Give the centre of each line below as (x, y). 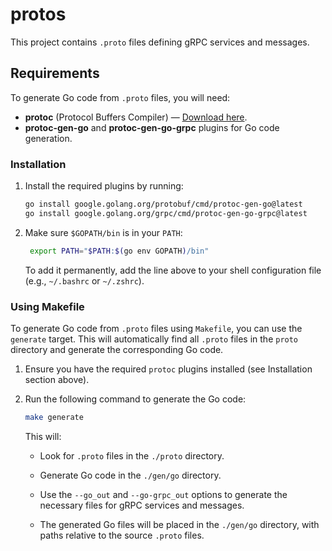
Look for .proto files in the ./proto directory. (132, 455)
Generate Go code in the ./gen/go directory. (130, 475)
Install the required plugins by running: (104, 186)
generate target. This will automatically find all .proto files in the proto (154, 339)
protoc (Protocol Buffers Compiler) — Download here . (136, 117)
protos (38, 14)
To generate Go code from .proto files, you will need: (120, 97)
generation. (48, 138)
